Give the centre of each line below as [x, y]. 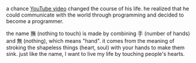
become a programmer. [35, 21]
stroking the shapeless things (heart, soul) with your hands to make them [96, 48]
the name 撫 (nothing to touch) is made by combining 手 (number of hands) [98, 33]
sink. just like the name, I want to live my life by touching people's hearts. [96, 54]
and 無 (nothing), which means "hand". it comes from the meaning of [91, 41]
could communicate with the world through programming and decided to [95, 15]
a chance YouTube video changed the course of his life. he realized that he [98, 9]
